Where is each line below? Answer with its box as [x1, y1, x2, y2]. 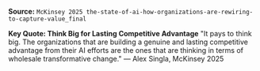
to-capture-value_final [8, 15, 87, 23]
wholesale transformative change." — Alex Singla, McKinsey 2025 [8, 54, 224, 63]
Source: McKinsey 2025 [8, 7, 83, 16]
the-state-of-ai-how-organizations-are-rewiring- [86, 8, 254, 16]
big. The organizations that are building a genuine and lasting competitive [8, 37, 248, 47]
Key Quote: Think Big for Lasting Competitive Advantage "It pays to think [8, 29, 252, 38]
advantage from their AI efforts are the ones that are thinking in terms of [8, 46, 244, 54]
